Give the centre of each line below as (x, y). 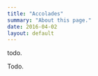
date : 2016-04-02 (32, 26)
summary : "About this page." (49, 20)
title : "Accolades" (35, 14)
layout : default (31, 33)
